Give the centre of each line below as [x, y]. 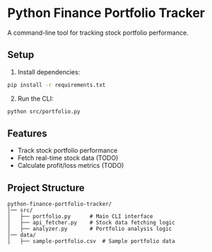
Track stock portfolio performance [67, 151]
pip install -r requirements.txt [57, 85]
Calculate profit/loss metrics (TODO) [71, 166]
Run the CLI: [36, 98]
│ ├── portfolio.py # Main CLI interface [80, 217]
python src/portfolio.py [44, 111]
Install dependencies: [49, 71]
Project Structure [46, 188]
